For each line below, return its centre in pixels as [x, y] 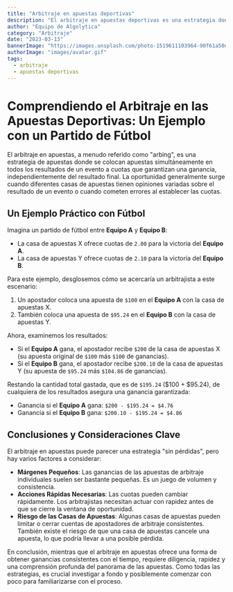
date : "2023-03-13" [35, 40]
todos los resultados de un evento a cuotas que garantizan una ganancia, [112, 169]
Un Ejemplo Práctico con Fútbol [76, 213]
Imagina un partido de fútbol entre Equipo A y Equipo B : [87, 230]
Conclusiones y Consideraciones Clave [94, 434]
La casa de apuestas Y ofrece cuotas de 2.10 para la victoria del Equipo [120, 258]
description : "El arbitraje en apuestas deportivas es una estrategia [111, 20]
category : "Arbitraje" [40, 33]
